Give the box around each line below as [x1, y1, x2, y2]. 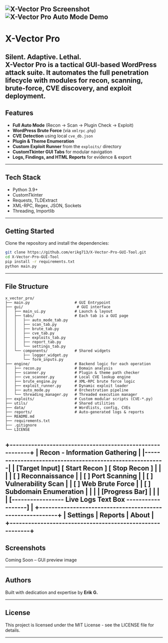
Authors [5, 576, 31, 584]
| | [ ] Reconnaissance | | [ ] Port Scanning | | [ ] [5, 472, 153, 480]
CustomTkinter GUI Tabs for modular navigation [12, 149, 112, 155]
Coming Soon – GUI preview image [5, 556, 77, 563]
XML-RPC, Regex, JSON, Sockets [12, 202, 81, 208]
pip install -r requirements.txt [5, 259, 75, 264]
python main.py [5, 264, 37, 269]
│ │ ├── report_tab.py [5, 339, 61, 344]
